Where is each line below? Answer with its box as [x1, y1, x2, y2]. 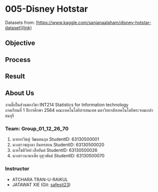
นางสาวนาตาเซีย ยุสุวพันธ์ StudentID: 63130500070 [12, 153, 105, 159]
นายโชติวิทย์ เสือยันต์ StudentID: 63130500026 [12, 148, 98, 153]
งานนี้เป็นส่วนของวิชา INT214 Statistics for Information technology [5, 102, 129, 107]
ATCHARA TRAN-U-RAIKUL [12, 176, 68, 182]
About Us [5, 89, 34, 97]
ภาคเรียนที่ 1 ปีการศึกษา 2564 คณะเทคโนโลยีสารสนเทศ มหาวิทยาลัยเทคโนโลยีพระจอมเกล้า [5, 107, 153, 113]
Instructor [5, 165, 29, 172]
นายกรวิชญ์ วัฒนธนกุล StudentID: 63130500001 [12, 136, 99, 142]
